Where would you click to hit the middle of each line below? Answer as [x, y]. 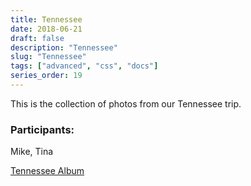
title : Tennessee [46, 19]
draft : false [37, 38]
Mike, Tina [32, 152]
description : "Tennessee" [64, 47]
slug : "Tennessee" [48, 57]
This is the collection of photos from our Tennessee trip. [126, 103]
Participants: [42, 129]
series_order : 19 [46, 76]
